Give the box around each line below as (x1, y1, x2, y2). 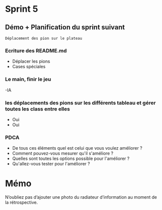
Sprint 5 (5, 3, 38, 15)
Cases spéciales (12, 64, 46, 70)
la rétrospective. (5, 200, 38, 206)
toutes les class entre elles (5, 105, 70, 112)
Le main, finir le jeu (5, 76, 52, 83)
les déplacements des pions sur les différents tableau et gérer (5, 99, 156, 106)
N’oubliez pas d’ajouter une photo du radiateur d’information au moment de (5, 194, 157, 200)
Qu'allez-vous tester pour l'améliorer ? (12, 161, 90, 167)
